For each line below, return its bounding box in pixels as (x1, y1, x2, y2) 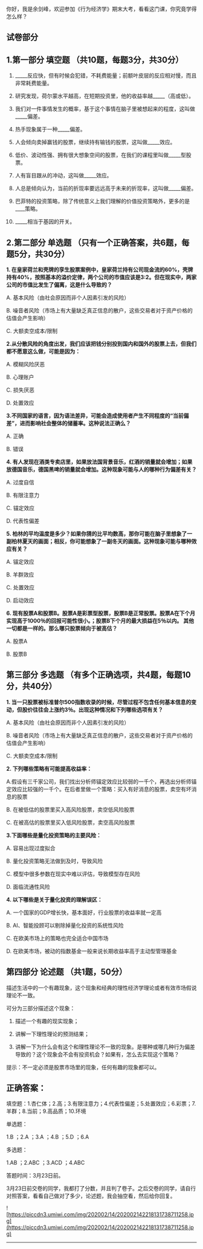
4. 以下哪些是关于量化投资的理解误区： (6, 895, 103, 903)
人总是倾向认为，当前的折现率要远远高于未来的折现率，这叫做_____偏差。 (14, 185, 197, 192)
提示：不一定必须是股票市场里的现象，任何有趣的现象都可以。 (6, 1063, 160, 1070)
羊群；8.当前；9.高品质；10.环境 (6, 1107, 86, 1115)
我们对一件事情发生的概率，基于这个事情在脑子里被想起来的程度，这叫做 (14, 105, 195, 113)
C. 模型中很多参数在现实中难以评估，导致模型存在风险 (6, 870, 141, 877)
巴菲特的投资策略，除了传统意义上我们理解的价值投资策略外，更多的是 (14, 197, 190, 205)
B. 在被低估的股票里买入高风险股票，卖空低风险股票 (6, 806, 135, 813)
